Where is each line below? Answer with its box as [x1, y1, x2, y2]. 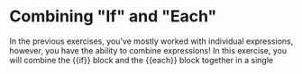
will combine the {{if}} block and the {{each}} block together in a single [9, 54, 273, 65]
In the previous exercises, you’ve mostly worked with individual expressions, [9, 36, 294, 46]
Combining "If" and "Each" [9, 6, 217, 27]
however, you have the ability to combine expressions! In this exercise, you [9, 45, 288, 55]
